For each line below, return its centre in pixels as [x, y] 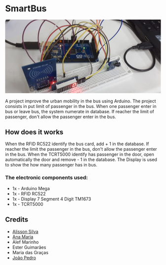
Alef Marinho [25, 242]
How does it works [34, 132]
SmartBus [26, 9]
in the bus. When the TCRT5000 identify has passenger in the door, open [80, 154]
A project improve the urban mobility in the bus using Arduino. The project [81, 101]
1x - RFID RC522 [29, 194]
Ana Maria [23, 236]
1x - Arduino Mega [31, 188]
